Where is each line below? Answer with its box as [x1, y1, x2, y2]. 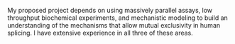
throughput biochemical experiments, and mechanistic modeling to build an [7, 13, 229, 22]
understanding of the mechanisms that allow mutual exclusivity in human [7, 21, 221, 29]
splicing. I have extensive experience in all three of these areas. [7, 28, 193, 37]
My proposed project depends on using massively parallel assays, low [7, 6, 213, 14]
